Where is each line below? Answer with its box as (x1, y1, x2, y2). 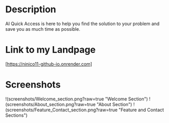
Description (5, 4, 56, 15)
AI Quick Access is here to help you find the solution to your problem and (5, 20, 160, 27)
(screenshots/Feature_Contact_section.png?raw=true (5, 107, 118, 113)
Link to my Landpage (5, 44, 96, 56)
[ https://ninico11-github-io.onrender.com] (5, 60, 92, 67)
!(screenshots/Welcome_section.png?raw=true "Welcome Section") (5, 96, 149, 102)
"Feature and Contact (118, 107, 164, 113)
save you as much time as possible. (5, 26, 80, 32)
